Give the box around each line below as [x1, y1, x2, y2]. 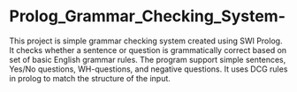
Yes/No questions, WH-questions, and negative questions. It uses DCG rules [9, 64, 288, 74]
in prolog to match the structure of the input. [9, 73, 171, 83]
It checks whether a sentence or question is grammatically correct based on [9, 44, 287, 55]
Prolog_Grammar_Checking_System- [9, 6, 286, 27]
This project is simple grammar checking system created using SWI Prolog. [9, 35, 283, 46]
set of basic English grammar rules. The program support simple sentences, [9, 54, 286, 65]
